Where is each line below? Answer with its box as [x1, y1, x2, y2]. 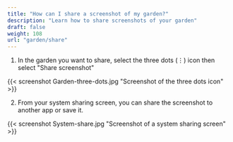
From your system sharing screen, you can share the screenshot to [17, 98, 213, 107]
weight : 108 [7, 30, 42, 37]
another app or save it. [17, 106, 83, 114]
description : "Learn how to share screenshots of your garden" [7, 17, 198, 24]
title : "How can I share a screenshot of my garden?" [7, 10, 169, 18]
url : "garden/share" [7, 37, 68, 44]
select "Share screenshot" [17, 64, 95, 72]
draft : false [7, 23, 46, 30]
